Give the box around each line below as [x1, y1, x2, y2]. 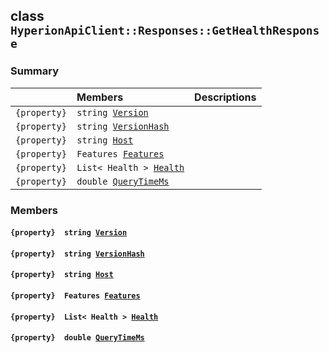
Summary [10, 64, 60, 78]
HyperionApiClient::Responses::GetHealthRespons [10, 24, 320, 38]
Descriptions [194, 90, 257, 104]
